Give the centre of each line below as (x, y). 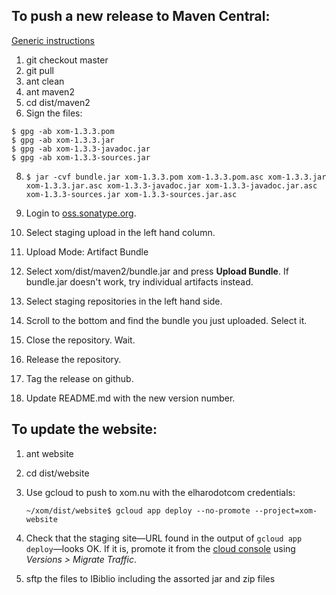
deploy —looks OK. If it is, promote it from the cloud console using (160, 548)
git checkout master (67, 60)
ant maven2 (50, 91)
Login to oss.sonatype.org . (81, 213)
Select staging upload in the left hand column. (120, 232)
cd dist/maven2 (58, 102)
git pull (39, 70)
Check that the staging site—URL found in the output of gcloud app (164, 538)
